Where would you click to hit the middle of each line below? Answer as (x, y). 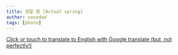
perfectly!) (19, 46)
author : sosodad (26, 17)
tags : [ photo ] (24, 22)
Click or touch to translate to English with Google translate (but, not (89, 40)
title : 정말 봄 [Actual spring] (45, 12)
